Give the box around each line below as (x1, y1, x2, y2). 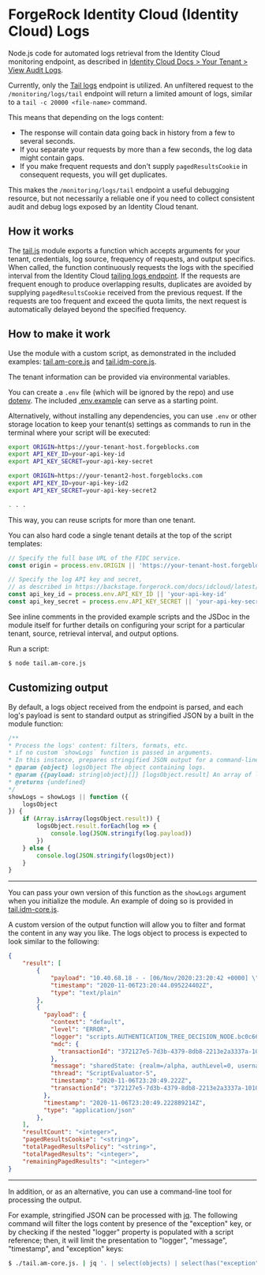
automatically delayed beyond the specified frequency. (8, 304, 187, 313)
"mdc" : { (50, 1040, 80, 1048)
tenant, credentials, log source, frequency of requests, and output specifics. (8, 254, 256, 264)
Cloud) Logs (8, 22, 90, 40)
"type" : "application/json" (43, 1106, 136, 1114)
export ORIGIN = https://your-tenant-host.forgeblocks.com (8, 443, 200, 451)
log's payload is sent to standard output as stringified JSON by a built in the (8, 711, 254, 720)
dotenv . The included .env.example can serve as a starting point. (8, 396, 218, 405)
